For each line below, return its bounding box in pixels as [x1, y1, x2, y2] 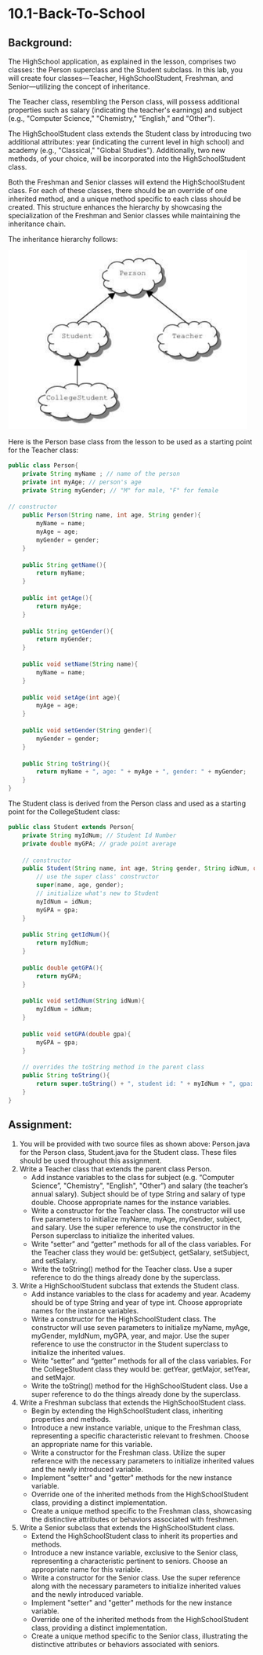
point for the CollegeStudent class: [8, 807, 121, 817]
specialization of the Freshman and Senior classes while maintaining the [8, 211, 241, 220]
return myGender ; [36, 635, 92, 644]
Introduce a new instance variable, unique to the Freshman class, [31, 1423, 242, 1432]
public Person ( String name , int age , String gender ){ [22, 511, 201, 519]
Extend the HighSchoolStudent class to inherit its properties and [31, 1531, 239, 1540]
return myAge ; [36, 602, 82, 610]
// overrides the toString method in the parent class [22, 1063, 205, 1072]
